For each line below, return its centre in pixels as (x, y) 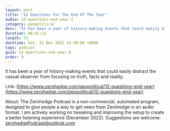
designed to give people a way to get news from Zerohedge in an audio (80, 107)
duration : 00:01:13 (26, 33)
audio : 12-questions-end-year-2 (39, 19)
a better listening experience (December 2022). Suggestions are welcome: (83, 118)
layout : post (19, 10)
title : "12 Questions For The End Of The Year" (56, 15)
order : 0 (14, 57)
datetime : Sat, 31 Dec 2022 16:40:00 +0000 (52, 43)
